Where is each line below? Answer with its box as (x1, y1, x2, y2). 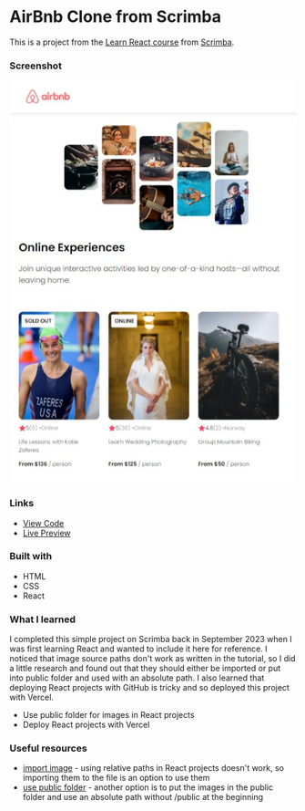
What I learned (9, 613, 76, 626)
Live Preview (22, 527, 71, 538)
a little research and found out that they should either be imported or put (9, 663, 281, 674)
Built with (9, 550, 53, 563)
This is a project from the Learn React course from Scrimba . (9, 36, 235, 47)
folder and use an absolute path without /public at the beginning (22, 792, 264, 803)
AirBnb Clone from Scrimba (9, 6, 221, 27)
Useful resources (9, 742, 88, 754)
